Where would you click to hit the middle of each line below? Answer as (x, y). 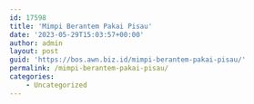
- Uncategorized (57, 85)
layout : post (34, 52)
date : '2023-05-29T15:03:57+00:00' (77, 34)
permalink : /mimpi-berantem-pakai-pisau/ (89, 69)
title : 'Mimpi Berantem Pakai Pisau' (81, 26)
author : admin (36, 43)
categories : (32, 77)
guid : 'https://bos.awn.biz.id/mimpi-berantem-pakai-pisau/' (128, 60)
